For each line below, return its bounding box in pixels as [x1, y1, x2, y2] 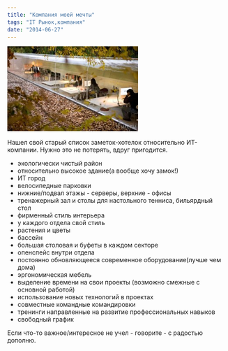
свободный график [17, 315, 75, 324]
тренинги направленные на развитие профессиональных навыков [17, 308, 215, 316]
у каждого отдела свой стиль [17, 219, 105, 227]
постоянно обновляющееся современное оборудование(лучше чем [17, 256, 222, 264]
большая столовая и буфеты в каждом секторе [17, 241, 159, 250]
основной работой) [17, 285, 75, 294]
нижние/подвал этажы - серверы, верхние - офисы [17, 189, 172, 197]
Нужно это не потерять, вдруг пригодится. [40, 145, 168, 154]
